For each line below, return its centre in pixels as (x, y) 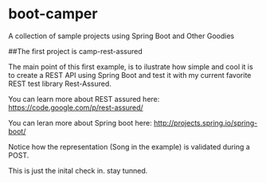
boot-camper (53, 14)
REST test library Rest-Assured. (60, 84)
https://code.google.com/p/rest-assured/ (76, 107)
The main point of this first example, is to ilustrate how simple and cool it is (131, 66)
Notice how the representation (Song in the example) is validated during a (129, 146)
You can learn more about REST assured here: (84, 99)
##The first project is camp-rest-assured (75, 51)
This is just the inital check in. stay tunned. (78, 170)
